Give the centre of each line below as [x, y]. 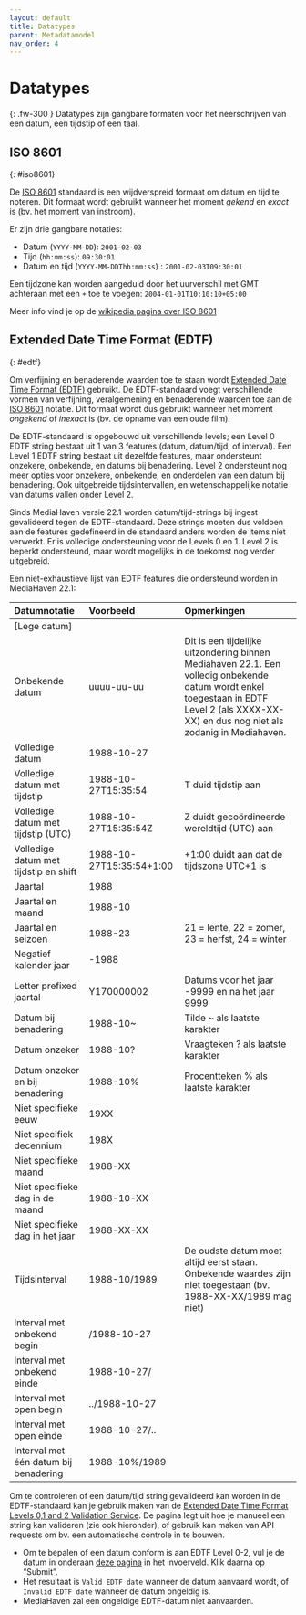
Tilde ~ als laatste [222, 1018]
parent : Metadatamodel [52, 35]
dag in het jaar [45, 1236]
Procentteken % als [226, 1076]
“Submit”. [40, 1571]
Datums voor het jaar [229, 980]
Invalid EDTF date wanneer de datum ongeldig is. [117, 1591]
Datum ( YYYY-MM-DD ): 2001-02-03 [82, 247]
